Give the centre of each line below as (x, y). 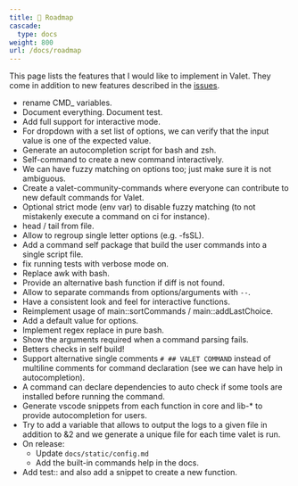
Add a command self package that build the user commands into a (145, 245)
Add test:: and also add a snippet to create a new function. (130, 473)
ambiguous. (44, 178)
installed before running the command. (93, 397)
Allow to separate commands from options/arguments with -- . (137, 292)
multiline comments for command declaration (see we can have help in (152, 368)
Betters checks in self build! (73, 350)
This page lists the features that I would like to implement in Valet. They (140, 76)
